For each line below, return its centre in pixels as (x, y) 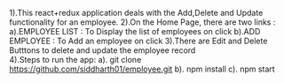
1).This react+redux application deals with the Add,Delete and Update (136, 13)
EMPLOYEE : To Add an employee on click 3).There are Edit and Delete (138, 41)
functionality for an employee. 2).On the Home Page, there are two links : (142, 22)
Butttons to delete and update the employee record (103, 50)
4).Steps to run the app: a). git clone (75, 60)
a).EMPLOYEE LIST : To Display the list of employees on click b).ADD (135, 31)
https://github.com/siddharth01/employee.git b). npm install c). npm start (142, 69)
